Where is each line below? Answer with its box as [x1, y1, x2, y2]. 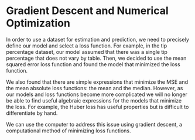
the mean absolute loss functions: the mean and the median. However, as [6, 84, 183, 91]
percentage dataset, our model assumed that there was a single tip [6, 48, 168, 55]
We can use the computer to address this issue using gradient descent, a [6, 121, 183, 128]
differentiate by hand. [6, 110, 58, 117]
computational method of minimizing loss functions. [6, 127, 131, 134]
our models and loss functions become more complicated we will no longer [6, 91, 187, 98]
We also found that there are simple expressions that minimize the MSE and [6, 78, 189, 86]
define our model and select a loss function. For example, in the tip [6, 42, 167, 49]
